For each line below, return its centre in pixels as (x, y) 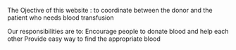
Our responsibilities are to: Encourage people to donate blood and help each (118, 31)
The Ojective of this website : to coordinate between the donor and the (110, 10)
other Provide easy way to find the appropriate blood (84, 39)
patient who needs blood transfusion (61, 18)
